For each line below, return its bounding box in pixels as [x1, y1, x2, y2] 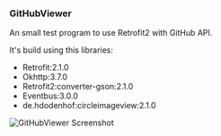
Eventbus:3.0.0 [22, 90, 79, 101]
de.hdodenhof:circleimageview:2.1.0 [22, 100, 156, 111]
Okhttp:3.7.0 [22, 72, 68, 82]
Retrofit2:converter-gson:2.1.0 [22, 81, 134, 92]
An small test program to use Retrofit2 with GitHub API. [9, 28, 213, 38]
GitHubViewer [9, 7, 72, 20]
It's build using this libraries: [9, 45, 114, 55]
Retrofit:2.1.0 [22, 62, 69, 73]
